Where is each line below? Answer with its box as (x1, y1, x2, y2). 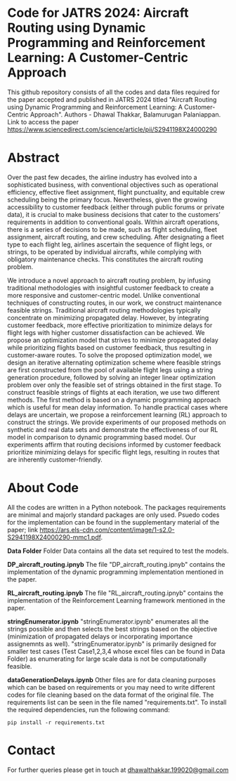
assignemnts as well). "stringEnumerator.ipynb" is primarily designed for (7, 639, 217, 648)
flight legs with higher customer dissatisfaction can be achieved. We (7, 328, 205, 336)
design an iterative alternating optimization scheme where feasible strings (7, 358, 221, 367)
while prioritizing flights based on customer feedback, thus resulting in (7, 343, 212, 352)
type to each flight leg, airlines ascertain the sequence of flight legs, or (7, 240, 213, 249)
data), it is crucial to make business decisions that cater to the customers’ (7, 210, 221, 218)
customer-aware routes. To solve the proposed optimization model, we (7, 350, 213, 359)
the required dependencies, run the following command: (7, 705, 170, 714)
